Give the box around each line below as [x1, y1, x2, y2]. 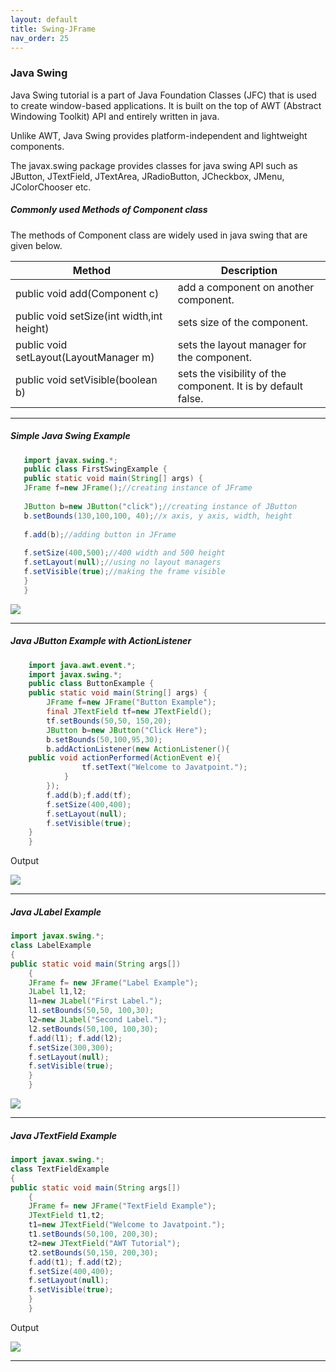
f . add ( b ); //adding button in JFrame [23, 529, 177, 540]
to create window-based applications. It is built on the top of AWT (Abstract [10, 99, 322, 111]
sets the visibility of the [177, 366, 287, 380]
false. [177, 391, 204, 405]
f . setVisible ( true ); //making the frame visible [23, 567, 226, 577]
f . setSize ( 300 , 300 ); [28, 1042, 114, 1053]
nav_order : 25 [10, 33, 70, 43]
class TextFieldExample [10, 1164, 110, 1174]
